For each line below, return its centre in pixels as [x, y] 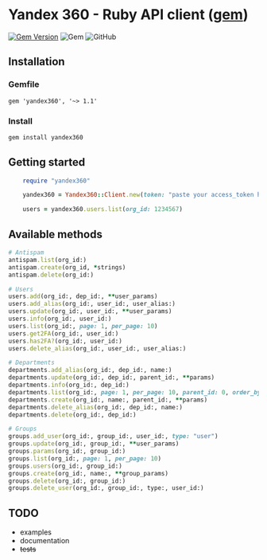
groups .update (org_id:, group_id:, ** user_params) [94, 444]
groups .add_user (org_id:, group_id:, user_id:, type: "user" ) [113, 437]
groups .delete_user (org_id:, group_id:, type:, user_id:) [106, 488]
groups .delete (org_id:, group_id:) [67, 481]
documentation [44, 541]
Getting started [47, 162]
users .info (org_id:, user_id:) [60, 319]
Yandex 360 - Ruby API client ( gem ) [128, 15]
